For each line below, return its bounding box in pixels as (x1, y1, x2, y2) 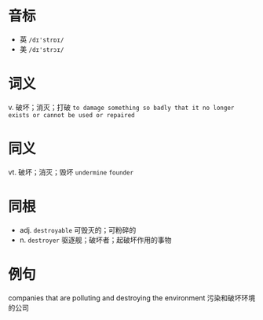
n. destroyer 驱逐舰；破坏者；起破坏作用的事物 (19, 235, 172, 245)
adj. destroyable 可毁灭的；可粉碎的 (19, 225, 137, 234)
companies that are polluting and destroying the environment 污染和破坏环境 (8, 292, 256, 303)
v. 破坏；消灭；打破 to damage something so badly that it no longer (8, 102, 235, 112)
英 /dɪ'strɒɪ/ (19, 35, 64, 44)
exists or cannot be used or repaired (8, 111, 135, 119)
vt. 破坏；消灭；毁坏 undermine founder (8, 167, 134, 177)
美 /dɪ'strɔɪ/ (19, 44, 64, 53)
